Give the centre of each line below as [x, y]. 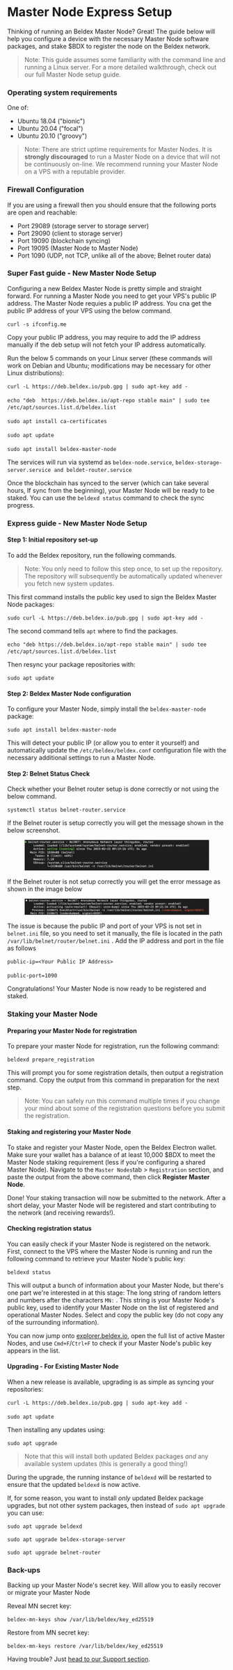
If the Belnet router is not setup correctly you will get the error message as [114, 881]
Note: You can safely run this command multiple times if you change [122, 1101]
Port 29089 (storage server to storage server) [83, 226]
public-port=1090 [32, 976]
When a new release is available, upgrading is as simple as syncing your [111, 1382]
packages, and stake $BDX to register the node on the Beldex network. [109, 46]
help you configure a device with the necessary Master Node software [108, 38]
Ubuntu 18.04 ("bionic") [51, 121]
